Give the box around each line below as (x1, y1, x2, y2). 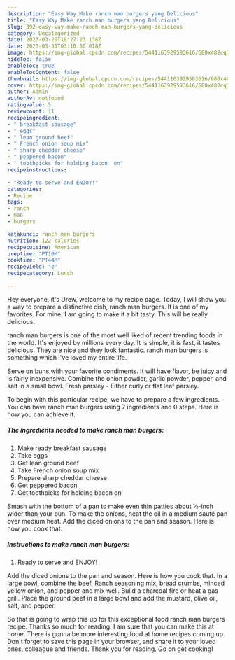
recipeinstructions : (7, 166, 68, 174)
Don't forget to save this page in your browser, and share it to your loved (7, 637, 216, 645)
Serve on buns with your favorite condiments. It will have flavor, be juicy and (7, 367, 227, 375)
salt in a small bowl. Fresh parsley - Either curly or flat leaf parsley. (7, 381, 199, 390)
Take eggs (17, 451, 48, 459)
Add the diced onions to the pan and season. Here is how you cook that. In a (7, 571, 228, 580)
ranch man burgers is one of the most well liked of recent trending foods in (7, 330, 223, 339)
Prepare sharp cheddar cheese (17, 473, 107, 482)
